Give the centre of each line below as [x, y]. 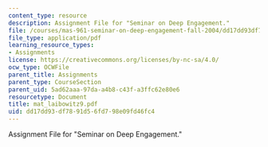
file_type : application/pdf [55, 38]
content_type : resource [48, 15]
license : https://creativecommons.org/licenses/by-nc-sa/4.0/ [114, 60]
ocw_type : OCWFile [39, 68]
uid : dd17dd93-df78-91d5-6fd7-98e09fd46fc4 [82, 112]
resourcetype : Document [48, 97]
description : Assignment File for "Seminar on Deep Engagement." [119, 23]
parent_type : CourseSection [55, 82]
